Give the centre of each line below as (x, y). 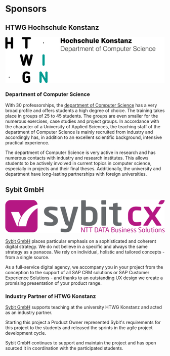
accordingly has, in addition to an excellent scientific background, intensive (84, 137)
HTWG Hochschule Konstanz (52, 28)
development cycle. (26, 333)
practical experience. (27, 143)
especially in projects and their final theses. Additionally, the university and (83, 169)
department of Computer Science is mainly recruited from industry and (79, 132)
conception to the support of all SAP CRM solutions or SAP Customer (77, 272)
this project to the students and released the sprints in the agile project (79, 327)
